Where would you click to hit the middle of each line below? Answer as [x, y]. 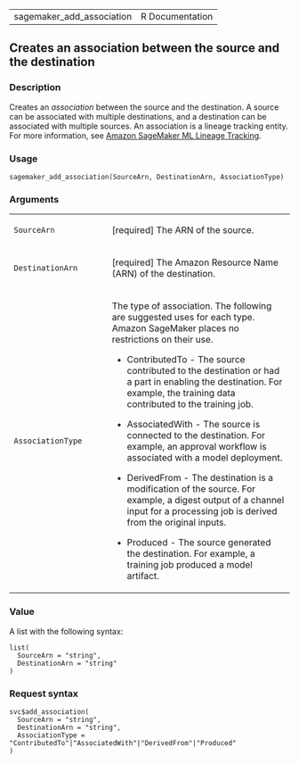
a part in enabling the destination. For [205, 382]
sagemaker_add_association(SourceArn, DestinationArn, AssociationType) [147, 177]
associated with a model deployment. [205, 458]
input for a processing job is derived [202, 511]
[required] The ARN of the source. [183, 230]
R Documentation [177, 17]
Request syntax [44, 693]
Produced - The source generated [199, 543]
